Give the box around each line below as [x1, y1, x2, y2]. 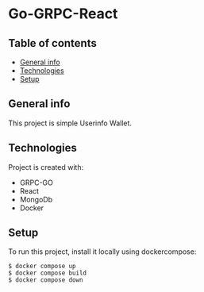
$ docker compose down [8, 276, 83, 284]
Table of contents [8, 36, 97, 50]
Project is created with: [8, 162, 84, 171]
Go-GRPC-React [8, 5, 118, 23]
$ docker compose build [8, 269, 87, 278]
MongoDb [19, 194, 53, 204]
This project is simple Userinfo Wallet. [8, 118, 133, 128]
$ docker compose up [8, 263, 77, 271]
